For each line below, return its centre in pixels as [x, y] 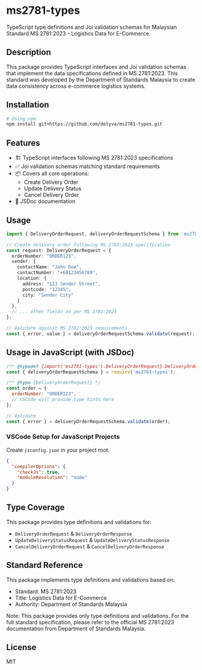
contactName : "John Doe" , [50, 267]
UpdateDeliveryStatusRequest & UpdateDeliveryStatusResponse [92, 540]
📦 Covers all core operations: [52, 174]
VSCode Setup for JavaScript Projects [63, 437]
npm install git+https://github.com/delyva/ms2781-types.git [84, 124]
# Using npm [21, 119]
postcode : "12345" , [46, 289]
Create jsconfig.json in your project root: [58, 450]
